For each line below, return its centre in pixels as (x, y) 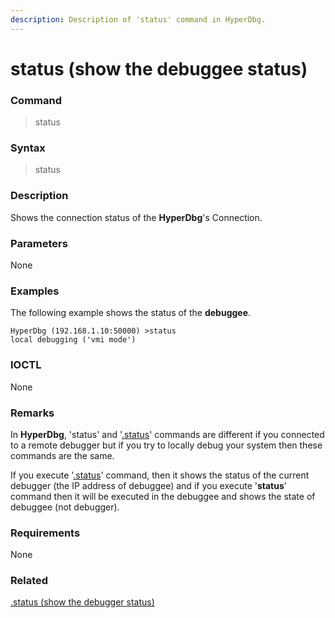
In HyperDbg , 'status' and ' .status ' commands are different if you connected (167, 434)
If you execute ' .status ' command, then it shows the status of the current (160, 475)
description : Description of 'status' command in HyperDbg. (138, 19)
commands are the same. (62, 455)
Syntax (28, 148)
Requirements (45, 533)
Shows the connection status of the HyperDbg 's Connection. (136, 217)
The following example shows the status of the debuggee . (131, 313)
